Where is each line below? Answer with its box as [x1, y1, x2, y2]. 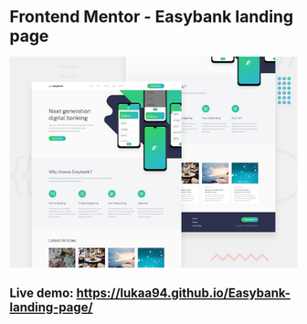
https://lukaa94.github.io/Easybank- [76, 285, 291, 300]
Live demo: [9, 285, 75, 300]
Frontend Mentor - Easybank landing [9, 6, 294, 27]
